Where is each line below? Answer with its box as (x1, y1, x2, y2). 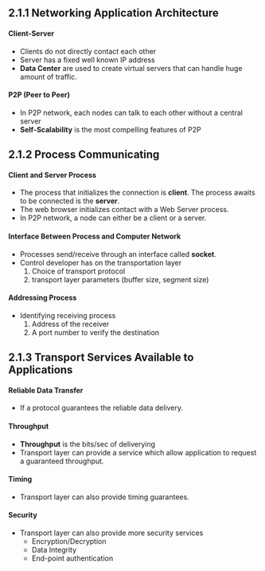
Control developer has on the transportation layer (19, 258, 181, 267)
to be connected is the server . (19, 196, 120, 206)
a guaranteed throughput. (19, 456, 104, 466)
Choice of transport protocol (31, 266, 126, 276)
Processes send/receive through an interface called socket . (19, 249, 217, 258)
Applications (8, 363, 73, 377)
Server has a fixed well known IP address (19, 55, 155, 65)
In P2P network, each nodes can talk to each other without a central (19, 108, 243, 117)
